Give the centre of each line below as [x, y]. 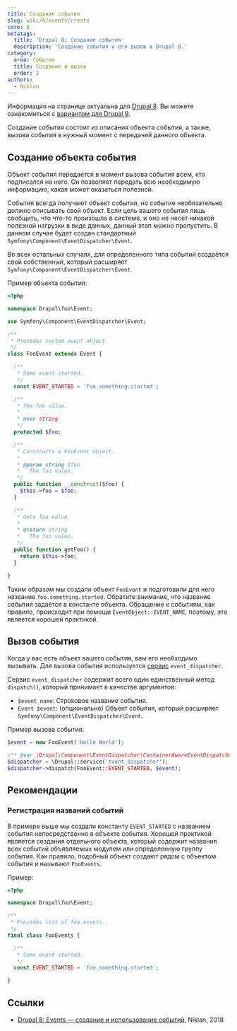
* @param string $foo [48, 465]
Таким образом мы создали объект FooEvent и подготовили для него [111, 589]
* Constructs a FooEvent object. [66, 451]
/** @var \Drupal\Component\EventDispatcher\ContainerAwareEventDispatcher [121, 755]
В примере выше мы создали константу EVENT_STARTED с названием [109, 826]
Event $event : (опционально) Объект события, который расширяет [118, 709]
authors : [20, 80]
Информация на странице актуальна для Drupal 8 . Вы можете [101, 106]
